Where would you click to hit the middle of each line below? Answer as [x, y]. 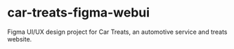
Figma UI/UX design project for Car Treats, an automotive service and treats [117, 32]
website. [20, 39]
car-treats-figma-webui [78, 13]
